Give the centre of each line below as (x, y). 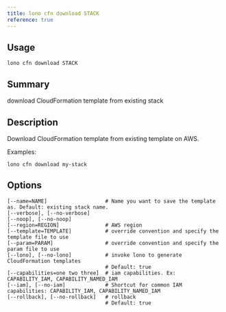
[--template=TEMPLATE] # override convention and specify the (113, 231)
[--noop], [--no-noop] (39, 219)
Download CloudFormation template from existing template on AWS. (103, 138)
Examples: (22, 152)
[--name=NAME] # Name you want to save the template (111, 201)
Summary (28, 84)
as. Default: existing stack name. (58, 207)
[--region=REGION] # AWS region (75, 225)
